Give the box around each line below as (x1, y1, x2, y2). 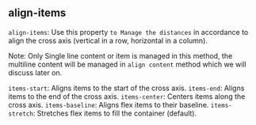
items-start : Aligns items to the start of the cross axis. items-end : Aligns (8, 83, 245, 93)
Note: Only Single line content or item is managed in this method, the (8, 51, 233, 60)
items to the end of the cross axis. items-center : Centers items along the (8, 91, 246, 101)
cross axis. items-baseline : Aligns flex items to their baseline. (8, 100, 209, 109)
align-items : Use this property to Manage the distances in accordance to (8, 27, 249, 36)
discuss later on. (8, 67, 63, 78)
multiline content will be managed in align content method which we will (8, 59, 247, 69)
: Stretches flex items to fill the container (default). (32, 108, 197, 118)
